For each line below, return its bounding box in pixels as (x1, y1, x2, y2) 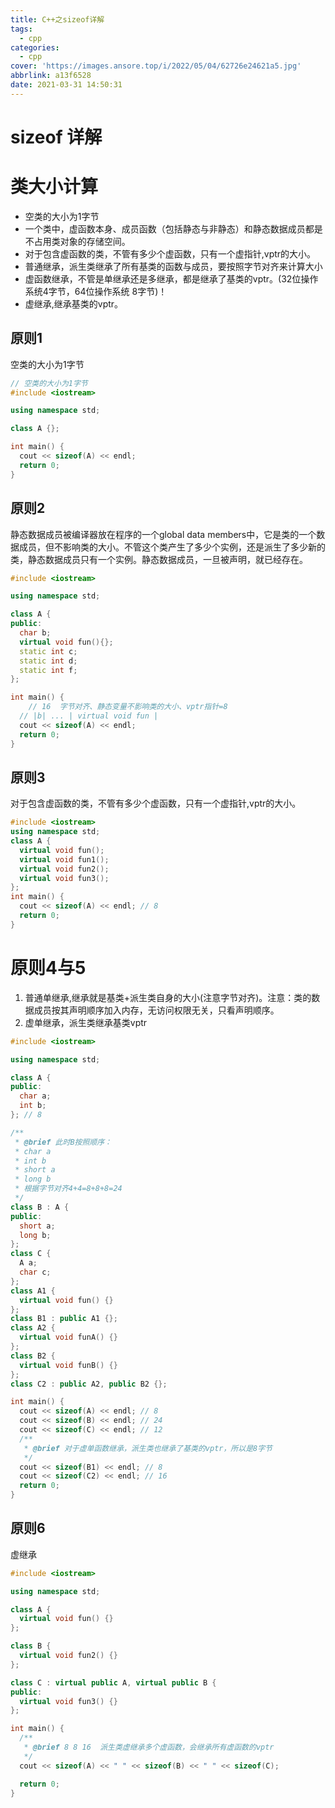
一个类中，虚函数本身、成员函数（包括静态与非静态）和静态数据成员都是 (24, 222, 323, 235)
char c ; (19, 1267, 52, 1277)
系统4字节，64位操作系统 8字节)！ (24, 285, 168, 297)
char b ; (19, 628, 52, 638)
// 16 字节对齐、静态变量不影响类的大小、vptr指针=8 (28, 702, 228, 712)
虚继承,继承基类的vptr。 (24, 297, 124, 310)
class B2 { (10, 1351, 56, 1361)
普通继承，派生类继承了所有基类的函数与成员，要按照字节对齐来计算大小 (24, 260, 323, 272)
